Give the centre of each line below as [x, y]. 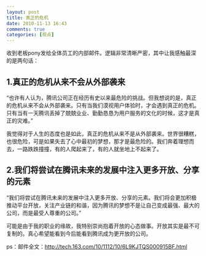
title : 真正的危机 [28, 18]
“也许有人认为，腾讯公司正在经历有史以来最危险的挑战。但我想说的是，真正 [102, 97]
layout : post [23, 12]
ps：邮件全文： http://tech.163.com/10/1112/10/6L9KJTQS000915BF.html [97, 246]
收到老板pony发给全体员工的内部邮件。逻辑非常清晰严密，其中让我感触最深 [101, 53]
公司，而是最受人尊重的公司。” [44, 213]
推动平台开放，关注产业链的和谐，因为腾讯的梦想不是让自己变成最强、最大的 [103, 205]
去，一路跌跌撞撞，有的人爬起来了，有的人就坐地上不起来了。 [84, 149]
